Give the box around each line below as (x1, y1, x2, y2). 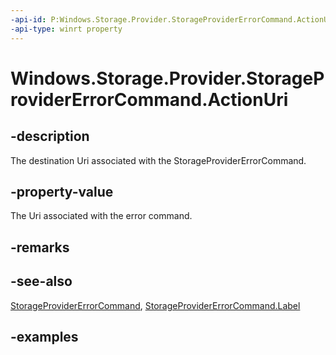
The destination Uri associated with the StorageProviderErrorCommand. (10, 154, 307, 166)
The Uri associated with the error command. (10, 210, 193, 222)
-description (10, 128, 90, 145)
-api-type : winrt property (10, 24, 123, 34)
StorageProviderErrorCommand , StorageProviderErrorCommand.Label (10, 299, 301, 311)
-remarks (10, 239, 70, 256)
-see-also (10, 273, 73, 290)
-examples (10, 328, 79, 345)
